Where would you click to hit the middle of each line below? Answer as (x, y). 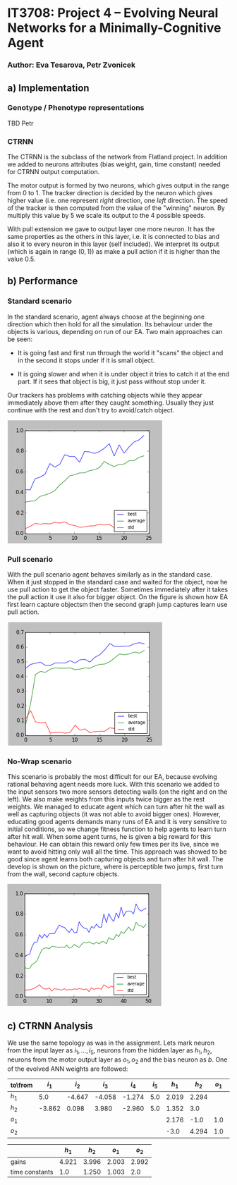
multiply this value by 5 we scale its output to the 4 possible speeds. (107, 216)
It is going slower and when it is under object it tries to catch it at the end (123, 374)
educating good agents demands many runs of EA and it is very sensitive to (117, 822)
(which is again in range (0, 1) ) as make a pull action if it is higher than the (114, 252)
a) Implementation (48, 88)
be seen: (20, 339)
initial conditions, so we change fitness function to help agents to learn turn (117, 829)
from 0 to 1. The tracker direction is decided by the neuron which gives (110, 193)
